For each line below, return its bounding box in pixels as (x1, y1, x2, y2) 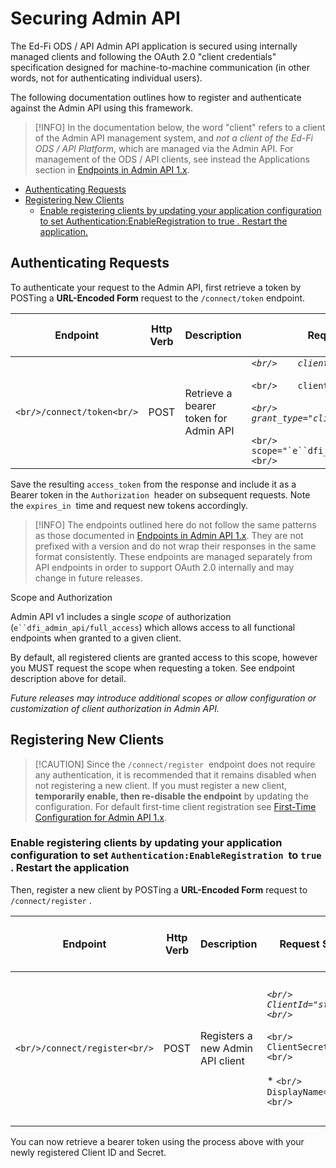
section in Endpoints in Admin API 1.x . (34, 163, 190, 176)
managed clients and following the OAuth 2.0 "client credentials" (10, 50, 277, 62)
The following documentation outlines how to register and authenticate (10, 91, 302, 103)
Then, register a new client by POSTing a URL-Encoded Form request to (10, 883, 308, 896)
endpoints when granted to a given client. (10, 632, 182, 644)
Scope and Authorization (10, 591, 113, 603)
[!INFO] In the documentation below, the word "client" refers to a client (34, 121, 326, 133)
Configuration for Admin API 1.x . (34, 811, 168, 823)
